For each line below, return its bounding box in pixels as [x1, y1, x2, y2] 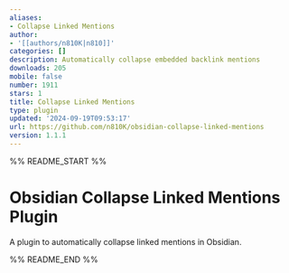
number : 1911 [9, 80, 59, 89]
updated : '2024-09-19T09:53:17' [9, 114, 131, 123]
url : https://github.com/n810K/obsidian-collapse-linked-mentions [9, 123, 265, 132]
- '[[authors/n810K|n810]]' [9, 38, 116, 48]
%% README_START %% [9, 155, 107, 166]
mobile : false [9, 72, 63, 81]
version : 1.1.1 [9, 131, 67, 140]
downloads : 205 [9, 64, 67, 73]
